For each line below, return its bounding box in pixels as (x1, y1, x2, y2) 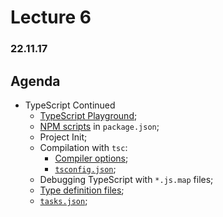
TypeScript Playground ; (39, 109, 138, 121)
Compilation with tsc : (39, 141, 128, 153)
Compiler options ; (54, 152, 129, 164)
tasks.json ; (39, 194, 88, 206)
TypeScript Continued (24, 99, 116, 111)
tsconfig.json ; (54, 162, 117, 175)
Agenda (10, 72, 61, 90)
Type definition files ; (39, 184, 125, 196)
